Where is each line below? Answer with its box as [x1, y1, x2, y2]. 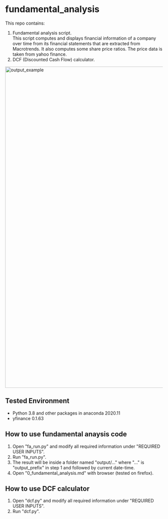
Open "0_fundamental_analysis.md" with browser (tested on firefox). [12, 470, 154, 476]
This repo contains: [5, 20, 45, 26]
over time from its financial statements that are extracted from [12, 40, 140, 46]
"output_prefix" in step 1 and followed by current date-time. [12, 464, 135, 470]
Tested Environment [5, 397, 70, 405]
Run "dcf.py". [12, 508, 40, 514]
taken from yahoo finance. [12, 51, 67, 57]
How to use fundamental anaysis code [5, 430, 127, 439]
